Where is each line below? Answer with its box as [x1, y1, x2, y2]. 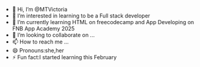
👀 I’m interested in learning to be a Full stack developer [12, 12, 151, 19]
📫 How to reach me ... [12, 38, 69, 45]
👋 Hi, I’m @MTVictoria [12, 6, 68, 13]
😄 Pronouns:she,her [12, 47, 64, 54]
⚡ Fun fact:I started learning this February [12, 54, 117, 60]
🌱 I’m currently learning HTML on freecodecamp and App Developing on [12, 19, 195, 25]
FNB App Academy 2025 [12, 25, 75, 32]
